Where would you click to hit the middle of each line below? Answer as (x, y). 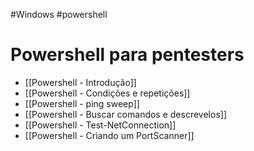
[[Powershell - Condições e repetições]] (107, 93)
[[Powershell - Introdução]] (80, 82)
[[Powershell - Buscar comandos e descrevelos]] (125, 114)
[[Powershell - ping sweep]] (82, 103)
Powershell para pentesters (127, 55)
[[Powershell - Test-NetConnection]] (100, 125)
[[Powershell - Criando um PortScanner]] (109, 135)
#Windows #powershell (59, 14)
